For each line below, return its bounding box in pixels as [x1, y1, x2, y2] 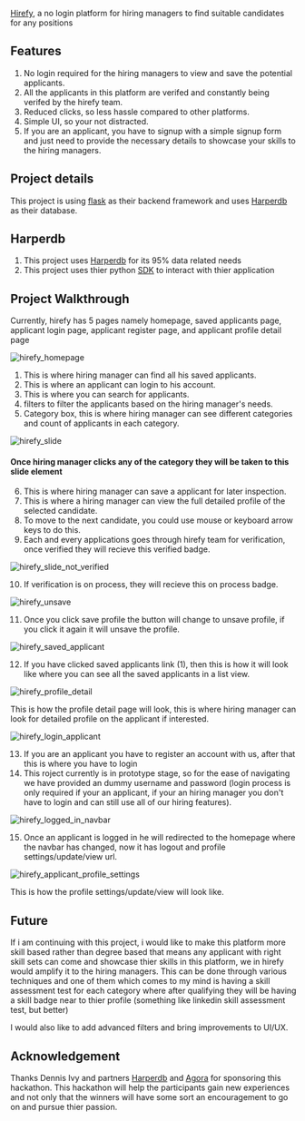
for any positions [10, 17, 74, 28]
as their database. [10, 204, 78, 216]
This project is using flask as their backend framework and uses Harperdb [10, 195, 288, 206]
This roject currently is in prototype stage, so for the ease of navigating [23, 768, 290, 779]
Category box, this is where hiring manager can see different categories [23, 408, 293, 419]
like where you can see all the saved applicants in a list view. [23, 669, 251, 680]
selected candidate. [23, 506, 98, 516]
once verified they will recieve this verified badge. [23, 544, 211, 555]
